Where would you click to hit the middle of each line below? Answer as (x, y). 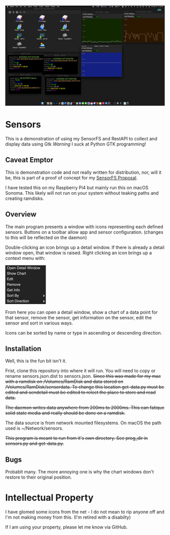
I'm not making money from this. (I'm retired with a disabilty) (68, 517)
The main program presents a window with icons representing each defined (84, 226)
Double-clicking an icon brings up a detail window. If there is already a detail (85, 247)
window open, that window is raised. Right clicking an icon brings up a (79, 253)
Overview (21, 214)
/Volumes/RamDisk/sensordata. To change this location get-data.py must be (85, 387)
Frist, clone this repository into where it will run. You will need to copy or (80, 371)
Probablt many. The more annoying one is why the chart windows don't (80, 472)
